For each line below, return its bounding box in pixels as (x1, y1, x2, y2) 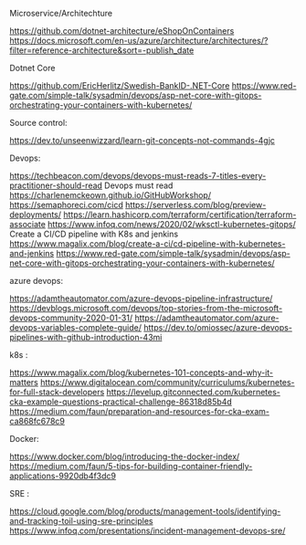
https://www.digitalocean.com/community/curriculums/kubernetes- (39, 377, 295, 387)
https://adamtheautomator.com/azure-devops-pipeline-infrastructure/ (9, 293, 273, 304)
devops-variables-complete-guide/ (9, 322, 142, 332)
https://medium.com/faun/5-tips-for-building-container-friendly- (9, 461, 253, 471)
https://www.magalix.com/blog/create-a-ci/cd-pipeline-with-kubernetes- (9, 238, 286, 249)
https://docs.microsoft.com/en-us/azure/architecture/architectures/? (9, 36, 269, 46)
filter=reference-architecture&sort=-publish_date (9, 45, 195, 56)
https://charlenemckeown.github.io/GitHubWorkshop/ (9, 190, 212, 200)
